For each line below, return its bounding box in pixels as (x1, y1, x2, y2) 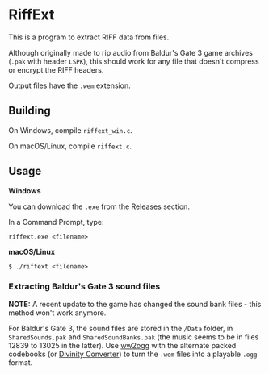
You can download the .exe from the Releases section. (8, 202, 190, 211)
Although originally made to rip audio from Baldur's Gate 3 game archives (8, 48, 253, 57)
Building (8, 104, 51, 118)
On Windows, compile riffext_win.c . (8, 125, 133, 135)
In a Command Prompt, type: (8, 217, 104, 226)
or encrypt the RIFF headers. (8, 64, 104, 74)
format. (8, 357, 33, 368)
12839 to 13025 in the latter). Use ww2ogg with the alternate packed (8, 340, 237, 350)
